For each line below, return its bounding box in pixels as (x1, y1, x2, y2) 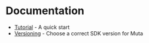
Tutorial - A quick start (14, 24, 70, 31)
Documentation (5, 4, 85, 18)
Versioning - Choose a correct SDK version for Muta (14, 29, 144, 37)
